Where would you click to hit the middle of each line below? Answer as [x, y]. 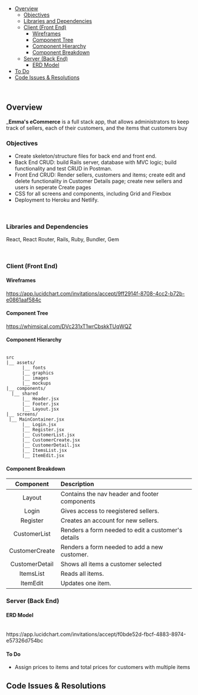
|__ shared [25, 394]
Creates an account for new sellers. [110, 520]
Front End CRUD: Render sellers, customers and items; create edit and [100, 175]
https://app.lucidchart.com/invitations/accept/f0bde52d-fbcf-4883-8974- [96, 634]
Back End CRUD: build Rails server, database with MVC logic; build [95, 162]
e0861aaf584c [24, 300]
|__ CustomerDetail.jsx [51, 445]
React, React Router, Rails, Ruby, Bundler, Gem [63, 240]
